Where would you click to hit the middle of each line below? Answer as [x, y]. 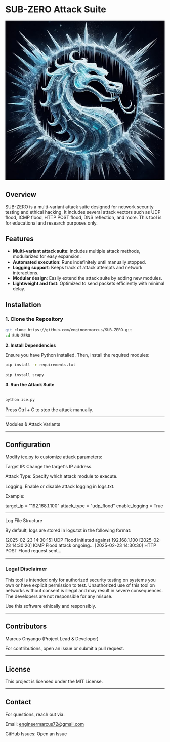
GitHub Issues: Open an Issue [36, 734]
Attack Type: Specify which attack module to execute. [61, 476]
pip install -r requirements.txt [40, 365]
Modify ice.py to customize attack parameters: [54, 457]
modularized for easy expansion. [47, 256]
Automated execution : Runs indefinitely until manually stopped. [79, 262]
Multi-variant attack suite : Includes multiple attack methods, [76, 251]
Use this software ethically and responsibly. [51, 606]
